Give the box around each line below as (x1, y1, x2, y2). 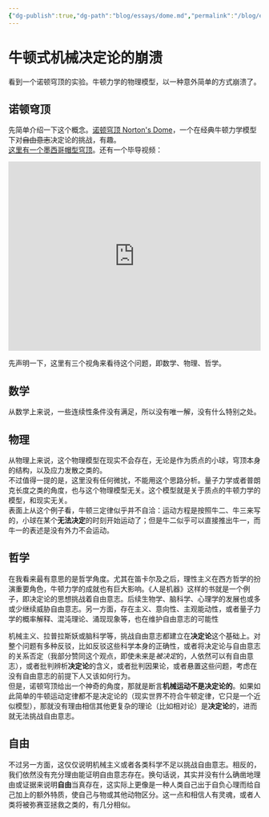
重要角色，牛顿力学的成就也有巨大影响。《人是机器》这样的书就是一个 (14, 584, 243, 594)
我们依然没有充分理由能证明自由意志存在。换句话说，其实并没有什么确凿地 (8, 770, 254, 779)
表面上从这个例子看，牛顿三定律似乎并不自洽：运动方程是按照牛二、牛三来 (8, 505, 254, 515)
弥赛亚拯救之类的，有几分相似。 (29, 799, 134, 809)
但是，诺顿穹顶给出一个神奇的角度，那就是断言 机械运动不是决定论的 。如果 (8, 681, 254, 690)
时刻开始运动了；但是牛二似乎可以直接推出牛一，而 (91, 516, 261, 525)
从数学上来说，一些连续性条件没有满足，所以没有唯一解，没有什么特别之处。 (8, 407, 261, 417)
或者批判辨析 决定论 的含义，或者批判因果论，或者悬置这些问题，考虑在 (25, 661, 258, 670)
